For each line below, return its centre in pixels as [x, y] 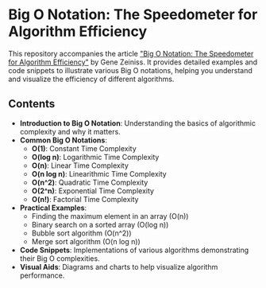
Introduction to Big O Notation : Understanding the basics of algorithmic [138, 123]
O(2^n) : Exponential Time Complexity [93, 191]
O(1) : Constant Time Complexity [84, 148]
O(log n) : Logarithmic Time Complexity [95, 157]
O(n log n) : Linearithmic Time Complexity [99, 173]
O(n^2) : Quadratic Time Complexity [90, 182]
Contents [32, 104]
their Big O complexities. [60, 258]
